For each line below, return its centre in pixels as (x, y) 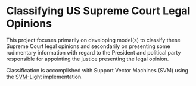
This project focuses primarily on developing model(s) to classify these (93, 40)
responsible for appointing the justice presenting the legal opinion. (88, 59)
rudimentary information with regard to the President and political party (94, 52)
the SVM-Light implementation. (45, 77)
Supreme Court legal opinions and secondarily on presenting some (88, 46)
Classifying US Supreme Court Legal (98, 11)
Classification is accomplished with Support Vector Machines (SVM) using (97, 70)
